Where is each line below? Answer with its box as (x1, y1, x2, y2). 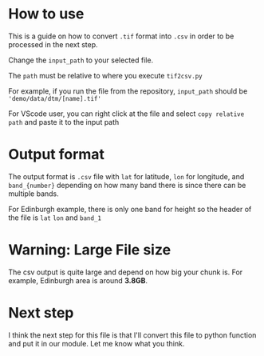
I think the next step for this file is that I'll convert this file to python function (8, 330, 257, 340)
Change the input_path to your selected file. (8, 55, 154, 65)
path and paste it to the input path (8, 117, 120, 126)
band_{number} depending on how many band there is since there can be (8, 180, 246, 190)
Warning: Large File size (8, 241, 171, 259)
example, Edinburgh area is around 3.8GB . (8, 275, 148, 285)
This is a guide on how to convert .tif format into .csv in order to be (8, 31, 234, 41)
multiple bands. (8, 189, 60, 198)
